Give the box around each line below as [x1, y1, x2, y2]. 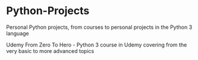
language [6, 29, 29, 36]
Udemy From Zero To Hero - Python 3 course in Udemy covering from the [6, 41, 187, 48]
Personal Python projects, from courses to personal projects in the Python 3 [6, 24, 193, 31]
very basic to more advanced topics [6, 47, 95, 54]
